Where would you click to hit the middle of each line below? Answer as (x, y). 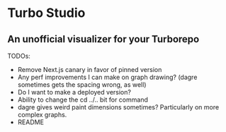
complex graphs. (42, 115)
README (31, 122)
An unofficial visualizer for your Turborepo (103, 39)
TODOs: (19, 56)
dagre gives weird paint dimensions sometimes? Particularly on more (118, 107)
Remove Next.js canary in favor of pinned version (90, 70)
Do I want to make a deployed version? (74, 92)
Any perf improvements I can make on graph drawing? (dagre (107, 77)
